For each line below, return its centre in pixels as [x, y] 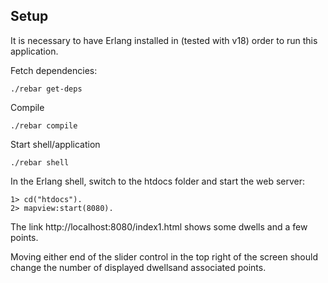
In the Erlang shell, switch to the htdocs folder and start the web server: [158, 181]
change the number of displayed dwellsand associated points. [138, 267]
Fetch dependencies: [54, 70]
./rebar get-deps [46, 89]
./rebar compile [44, 125]
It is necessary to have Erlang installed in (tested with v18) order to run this [164, 40]
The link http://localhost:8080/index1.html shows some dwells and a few [159, 226]
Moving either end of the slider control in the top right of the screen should [164, 256]
